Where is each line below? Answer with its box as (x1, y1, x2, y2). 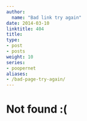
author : (6, 8, 26, 15)
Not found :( (6, 102, 68, 116)
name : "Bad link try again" (11, 15, 82, 21)
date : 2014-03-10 (6, 20, 50, 26)
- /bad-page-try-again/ (6, 76, 66, 82)
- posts (6, 48, 26, 54)
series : (6, 59, 26, 65)
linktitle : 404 (6, 25, 44, 32)
